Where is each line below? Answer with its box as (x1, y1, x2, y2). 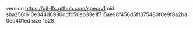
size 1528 (31, 17, 54, 24)
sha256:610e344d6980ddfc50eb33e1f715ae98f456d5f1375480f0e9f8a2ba (6, 11, 188, 18)
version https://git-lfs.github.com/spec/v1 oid (6, 5, 115, 12)
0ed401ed (6, 17, 30, 24)
